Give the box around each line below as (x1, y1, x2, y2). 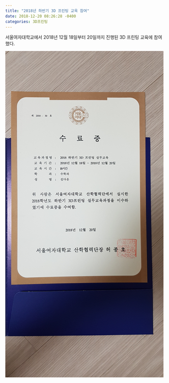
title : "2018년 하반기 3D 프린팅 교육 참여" (5, 8, 90, 13)
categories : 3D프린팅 (5, 19, 48, 24)
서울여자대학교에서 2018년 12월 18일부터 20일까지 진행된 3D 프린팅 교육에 (5, 34, 153, 40)
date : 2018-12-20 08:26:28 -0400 (5, 13, 76, 19)
